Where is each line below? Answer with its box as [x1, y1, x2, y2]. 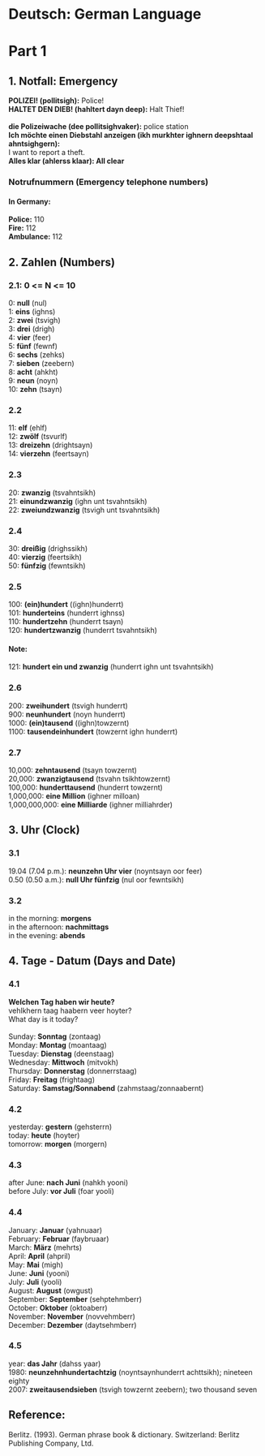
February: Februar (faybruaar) [8, 1234, 109, 1243]
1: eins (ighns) [8, 307, 56, 317]
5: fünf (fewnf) [8, 342, 58, 351]
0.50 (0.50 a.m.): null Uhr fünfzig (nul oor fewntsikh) [8, 874, 185, 885]
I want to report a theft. [8, 148, 85, 157]
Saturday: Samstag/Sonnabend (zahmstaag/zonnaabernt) [8, 1083, 204, 1092]
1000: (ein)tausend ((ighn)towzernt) [8, 717, 130, 727]
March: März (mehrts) [8, 1243, 83, 1252]
